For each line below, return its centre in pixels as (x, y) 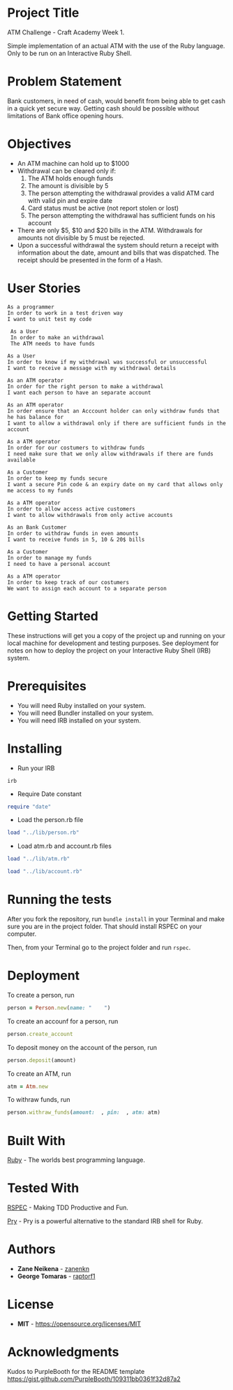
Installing (35, 748)
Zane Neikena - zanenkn (53, 1269)
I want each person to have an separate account (79, 392)
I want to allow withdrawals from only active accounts (90, 515)
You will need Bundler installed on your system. (85, 713)
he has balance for (36, 417)
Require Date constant (50, 794)
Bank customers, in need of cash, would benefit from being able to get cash (116, 101)
